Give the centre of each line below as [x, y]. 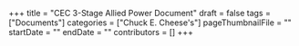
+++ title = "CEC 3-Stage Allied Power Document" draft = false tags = [139, 13]
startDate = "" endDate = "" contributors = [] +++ [101, 32]
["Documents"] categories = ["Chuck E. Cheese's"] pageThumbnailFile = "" [150, 23]
